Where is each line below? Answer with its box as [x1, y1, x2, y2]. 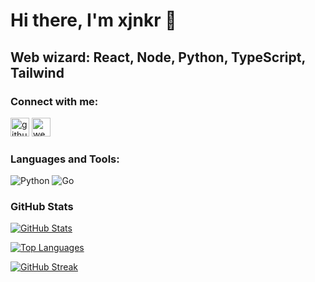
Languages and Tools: [10, 152, 120, 166]
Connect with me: [10, 94, 99, 108]
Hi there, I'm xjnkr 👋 [10, 9, 177, 32]
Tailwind [10, 64, 65, 81]
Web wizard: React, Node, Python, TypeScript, [10, 49, 306, 66]
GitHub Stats [10, 200, 74, 214]
